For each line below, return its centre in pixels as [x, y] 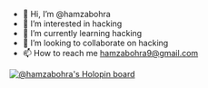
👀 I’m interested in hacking [72, 24]
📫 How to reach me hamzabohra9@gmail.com [110, 53]
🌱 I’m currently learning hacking [82, 33]
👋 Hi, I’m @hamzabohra [66, 14]
